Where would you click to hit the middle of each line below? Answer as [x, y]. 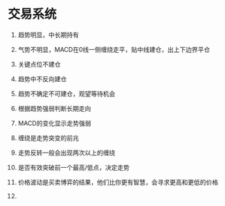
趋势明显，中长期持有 [48, 35]
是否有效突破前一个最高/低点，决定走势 [74, 167]
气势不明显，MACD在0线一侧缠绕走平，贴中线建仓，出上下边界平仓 [114, 49]
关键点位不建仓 [39, 64]
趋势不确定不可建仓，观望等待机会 [66, 94]
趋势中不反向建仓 [42, 79]
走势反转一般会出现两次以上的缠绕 [66, 153]
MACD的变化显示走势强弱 [54, 123]
